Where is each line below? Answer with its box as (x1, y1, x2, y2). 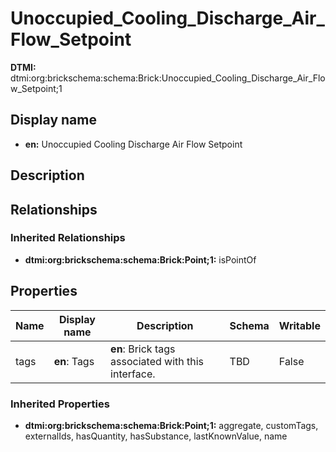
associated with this (110, 354, 205, 368)
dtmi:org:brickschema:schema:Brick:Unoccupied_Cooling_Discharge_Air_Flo (10, 72, 326, 84)
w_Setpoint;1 (10, 82, 63, 94)
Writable (278, 318, 321, 332)
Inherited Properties (10, 397, 110, 411)
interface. (110, 367, 156, 381)
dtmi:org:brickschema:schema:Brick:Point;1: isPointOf (24, 253, 257, 266)
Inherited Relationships (10, 231, 126, 245)
